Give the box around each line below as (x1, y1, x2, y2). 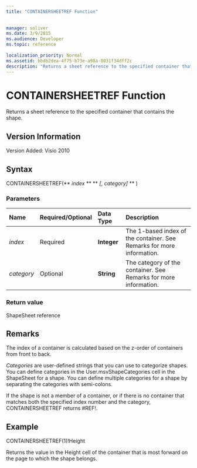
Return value (6, 298, 43, 307)
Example (6, 421, 39, 432)
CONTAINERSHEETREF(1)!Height (6, 437, 85, 444)
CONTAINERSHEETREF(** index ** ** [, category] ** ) (6, 180, 138, 187)
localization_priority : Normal (6, 52, 83, 58)
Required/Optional (39, 213, 93, 221)
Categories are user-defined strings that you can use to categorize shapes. (6, 362, 188, 369)
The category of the (125, 258, 181, 267)
